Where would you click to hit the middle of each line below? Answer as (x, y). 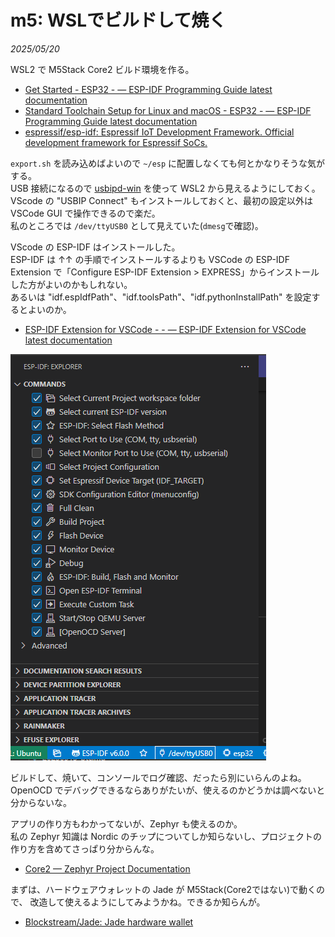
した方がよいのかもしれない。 (71, 284)
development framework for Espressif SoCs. (116, 142)
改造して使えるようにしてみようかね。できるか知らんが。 (147, 902)
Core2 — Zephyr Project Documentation (107, 868)
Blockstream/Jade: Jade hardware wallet (109, 922)
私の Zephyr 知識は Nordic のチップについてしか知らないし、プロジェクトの (166, 836)
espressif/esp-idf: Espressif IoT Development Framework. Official (159, 132)
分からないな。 (41, 802)
